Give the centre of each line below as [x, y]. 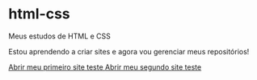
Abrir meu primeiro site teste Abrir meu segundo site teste [105, 67]
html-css [39, 14]
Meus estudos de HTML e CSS [60, 36]
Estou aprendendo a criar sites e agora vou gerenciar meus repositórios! [129, 51]
